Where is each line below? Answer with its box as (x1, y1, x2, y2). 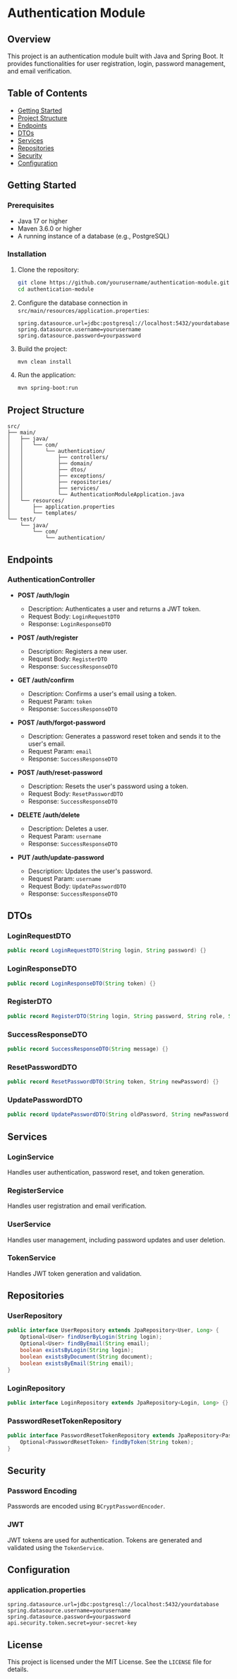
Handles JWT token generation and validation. (7, 1269, 142, 1278)
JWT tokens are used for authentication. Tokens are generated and (7, 1535, 202, 1544)
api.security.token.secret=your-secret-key (7, 1620, 138, 1627)
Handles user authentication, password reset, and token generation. (7, 1167, 205, 1176)
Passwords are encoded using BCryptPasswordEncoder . (7, 1502, 166, 1511)
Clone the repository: (17, 265, 80, 274)
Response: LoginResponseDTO (28, 619, 111, 628)
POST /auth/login (17, 591, 70, 599)
